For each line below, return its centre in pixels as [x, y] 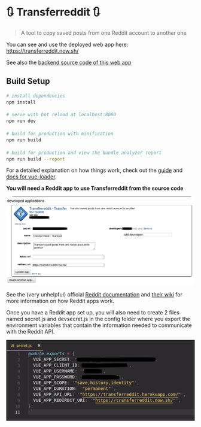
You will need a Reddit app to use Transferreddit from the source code [95, 188]
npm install [21, 102]
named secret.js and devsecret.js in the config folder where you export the [98, 319]
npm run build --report [36, 159]
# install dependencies [36, 96]
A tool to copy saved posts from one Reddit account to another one [103, 33]
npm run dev [21, 121]
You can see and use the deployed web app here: [67, 44]
